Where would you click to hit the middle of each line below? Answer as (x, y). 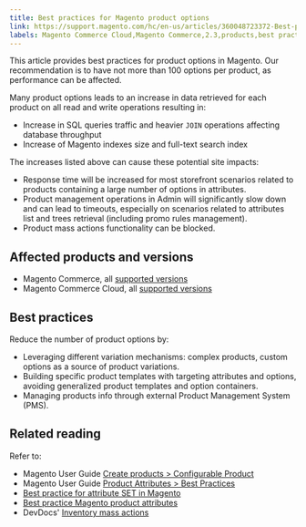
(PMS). (36, 405)
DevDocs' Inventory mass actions (86, 512)
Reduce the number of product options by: (89, 339)
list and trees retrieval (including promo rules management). (135, 219)
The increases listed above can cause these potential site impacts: (134, 162)
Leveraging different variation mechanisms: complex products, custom (155, 357)
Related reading (56, 434)
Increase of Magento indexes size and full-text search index (135, 145)
